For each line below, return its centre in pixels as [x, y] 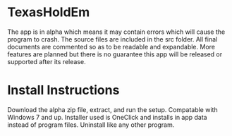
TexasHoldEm [49, 12]
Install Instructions [63, 91]
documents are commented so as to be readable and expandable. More [111, 47]
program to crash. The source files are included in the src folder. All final [112, 39]
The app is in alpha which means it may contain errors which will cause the [116, 32]
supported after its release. [47, 61]
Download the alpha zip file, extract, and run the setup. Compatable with [112, 109]
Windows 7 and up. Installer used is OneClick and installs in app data [107, 117]
